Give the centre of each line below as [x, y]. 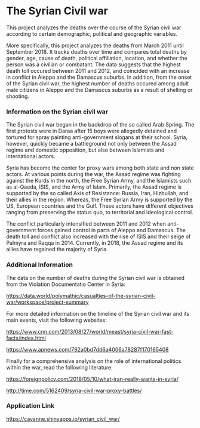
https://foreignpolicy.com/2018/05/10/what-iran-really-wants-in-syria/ [93, 379]
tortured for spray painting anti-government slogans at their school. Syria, [97, 137]
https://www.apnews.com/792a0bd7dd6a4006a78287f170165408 [87, 349]
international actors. [31, 156]
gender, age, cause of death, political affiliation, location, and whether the [97, 58]
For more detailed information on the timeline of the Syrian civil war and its [98, 313]
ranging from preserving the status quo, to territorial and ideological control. [100, 213]
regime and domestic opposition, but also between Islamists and [85, 150]
